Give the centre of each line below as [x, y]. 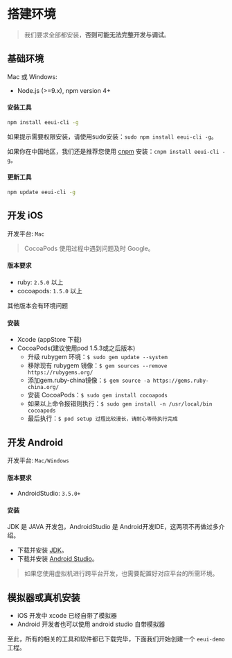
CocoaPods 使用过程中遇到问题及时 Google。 [89, 248]
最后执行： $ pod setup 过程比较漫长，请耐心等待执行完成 [102, 418]
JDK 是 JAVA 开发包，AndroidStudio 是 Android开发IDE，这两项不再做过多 [113, 527]
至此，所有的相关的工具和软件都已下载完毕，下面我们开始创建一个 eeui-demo [116, 639]
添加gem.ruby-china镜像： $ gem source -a [89, 380]
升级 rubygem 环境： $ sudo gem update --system [98, 357]
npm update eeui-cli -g [42, 192]
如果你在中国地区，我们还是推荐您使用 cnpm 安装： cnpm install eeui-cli [113, 151]
